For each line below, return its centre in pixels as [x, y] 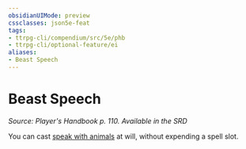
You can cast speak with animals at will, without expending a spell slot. [123, 136]
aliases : [23, 52]
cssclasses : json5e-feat [49, 23]
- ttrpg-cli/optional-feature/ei [63, 45]
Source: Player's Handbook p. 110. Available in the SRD [98, 120]
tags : [17, 30]
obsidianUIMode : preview [49, 15]
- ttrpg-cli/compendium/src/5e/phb [67, 38]
